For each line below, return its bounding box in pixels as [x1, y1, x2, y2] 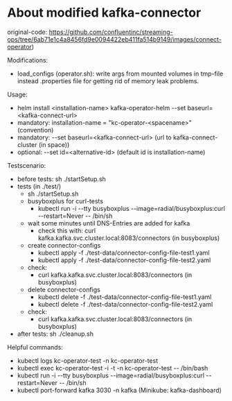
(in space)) [38, 140, 70, 148]
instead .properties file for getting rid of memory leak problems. [17, 76, 199, 85]
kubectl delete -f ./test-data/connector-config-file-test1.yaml [37, 293, 212, 301]
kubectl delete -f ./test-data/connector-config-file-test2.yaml [37, 300, 213, 308]
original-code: [7, 28, 48, 36]
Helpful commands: [7, 343, 64, 351]
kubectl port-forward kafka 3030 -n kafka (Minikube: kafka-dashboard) [17, 386, 222, 394]
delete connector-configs [27, 285, 100, 293]
